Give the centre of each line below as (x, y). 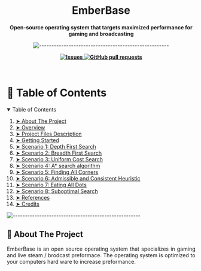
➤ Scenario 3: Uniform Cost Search (59, 159)
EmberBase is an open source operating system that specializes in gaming (101, 249)
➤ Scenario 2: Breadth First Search (59, 153)
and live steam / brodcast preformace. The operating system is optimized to (101, 255)
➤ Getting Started (37, 140)
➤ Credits (27, 204)
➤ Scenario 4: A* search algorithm (58, 165)
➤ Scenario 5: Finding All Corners (57, 172)
